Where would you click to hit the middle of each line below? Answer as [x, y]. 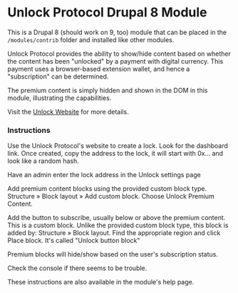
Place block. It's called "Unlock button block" [74, 241]
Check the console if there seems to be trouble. [77, 268]
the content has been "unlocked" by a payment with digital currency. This [115, 61]
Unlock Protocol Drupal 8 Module [107, 13]
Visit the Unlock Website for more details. [68, 111]
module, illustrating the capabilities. [59, 98]
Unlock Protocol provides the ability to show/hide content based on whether [119, 54]
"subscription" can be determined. [58, 76]
